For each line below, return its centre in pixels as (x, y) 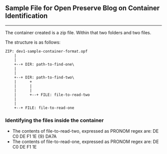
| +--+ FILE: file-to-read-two (52, 95)
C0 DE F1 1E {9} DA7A (35, 137)
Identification (27, 16)
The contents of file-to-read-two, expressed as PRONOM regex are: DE (85, 131)
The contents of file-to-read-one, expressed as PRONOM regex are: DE (85, 142)
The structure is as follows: (33, 42)
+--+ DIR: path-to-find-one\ (44, 64)
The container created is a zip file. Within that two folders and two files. (78, 32)
